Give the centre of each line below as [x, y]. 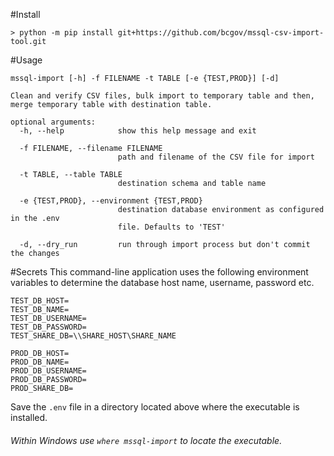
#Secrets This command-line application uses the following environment [159, 272]
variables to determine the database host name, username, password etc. [162, 282]
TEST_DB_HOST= [40, 301]
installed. [29, 417]
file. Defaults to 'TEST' [171, 227]
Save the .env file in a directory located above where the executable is [155, 407]
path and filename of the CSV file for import [216, 157]
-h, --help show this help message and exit [138, 131]
